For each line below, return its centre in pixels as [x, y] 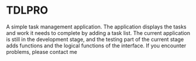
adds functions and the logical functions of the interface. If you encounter [96, 46]
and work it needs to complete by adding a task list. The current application [98, 33]
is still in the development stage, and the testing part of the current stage [95, 39]
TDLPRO [27, 10]
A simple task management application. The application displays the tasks [96, 27]
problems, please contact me [42, 52]
